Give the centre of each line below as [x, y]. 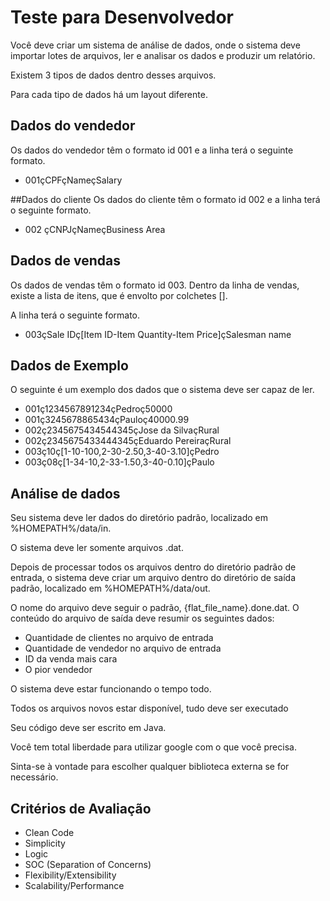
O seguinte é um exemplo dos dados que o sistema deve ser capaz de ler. [162, 390]
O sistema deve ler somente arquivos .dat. [97, 548]
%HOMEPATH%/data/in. [61, 528]
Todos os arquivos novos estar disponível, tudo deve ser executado [149, 708]
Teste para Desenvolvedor [122, 17]
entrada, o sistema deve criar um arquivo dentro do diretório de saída [153, 578]
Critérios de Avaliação [81, 808]
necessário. [34, 777]
